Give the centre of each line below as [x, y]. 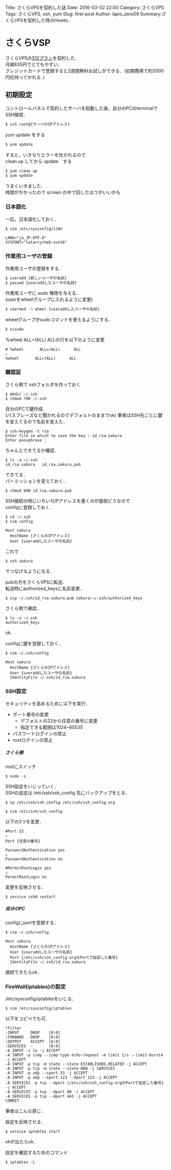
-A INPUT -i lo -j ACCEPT [33, 1050]
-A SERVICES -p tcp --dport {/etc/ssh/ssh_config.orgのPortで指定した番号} [85, 1083]
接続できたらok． [24, 972]
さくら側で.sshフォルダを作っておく [43, 384]
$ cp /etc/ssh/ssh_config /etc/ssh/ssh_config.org [60, 802]
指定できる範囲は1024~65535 [52, 727]
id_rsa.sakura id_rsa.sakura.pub [43, 465]
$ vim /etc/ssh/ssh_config [34, 811]
